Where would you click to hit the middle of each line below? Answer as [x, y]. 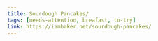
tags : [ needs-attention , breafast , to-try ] [72, 20]
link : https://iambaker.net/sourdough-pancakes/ [79, 26]
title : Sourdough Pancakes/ [48, 14]
